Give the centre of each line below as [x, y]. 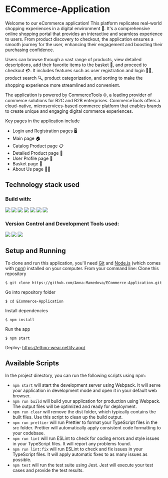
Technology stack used [42, 185]
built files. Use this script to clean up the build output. [67, 417]
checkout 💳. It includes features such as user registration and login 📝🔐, [79, 70]
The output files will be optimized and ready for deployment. [74, 406]
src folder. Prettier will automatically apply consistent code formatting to [86, 427]
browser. [21, 396]
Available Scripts [32, 364]
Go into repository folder [30, 292]
